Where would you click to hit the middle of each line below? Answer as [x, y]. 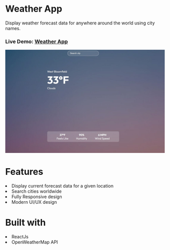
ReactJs [20, 236]
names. [13, 28]
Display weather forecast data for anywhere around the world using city [80, 23]
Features [24, 172]
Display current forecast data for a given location [63, 186]
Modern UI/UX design [34, 202]
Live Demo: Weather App [37, 41]
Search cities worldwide [37, 192]
